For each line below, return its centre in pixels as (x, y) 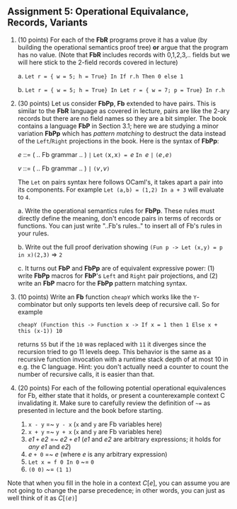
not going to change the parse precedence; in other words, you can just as (116, 490)
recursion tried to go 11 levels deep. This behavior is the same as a (114, 351)
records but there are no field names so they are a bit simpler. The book (122, 118)
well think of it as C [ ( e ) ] (42, 498)
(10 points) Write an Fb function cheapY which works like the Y (107, 297)
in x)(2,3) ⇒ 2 (40, 255)
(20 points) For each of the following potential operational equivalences (122, 387)
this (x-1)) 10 (40, 331)
